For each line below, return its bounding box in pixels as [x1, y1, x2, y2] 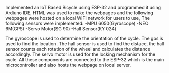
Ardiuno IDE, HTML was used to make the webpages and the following [5, 10, 154, 16]
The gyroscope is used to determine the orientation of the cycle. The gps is [5, 35, 164, 41]
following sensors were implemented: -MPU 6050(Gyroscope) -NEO [5, 20, 149, 26]
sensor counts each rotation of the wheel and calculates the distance [5, 46, 151, 52]
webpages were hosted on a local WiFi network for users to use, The [5, 15, 150, 21]
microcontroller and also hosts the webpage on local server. [5, 62, 131, 68]
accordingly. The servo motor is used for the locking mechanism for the [5, 51, 156, 57]
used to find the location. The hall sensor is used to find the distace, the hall [5, 41, 164, 47]
